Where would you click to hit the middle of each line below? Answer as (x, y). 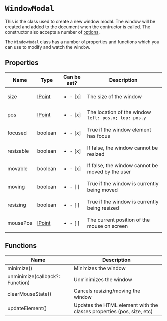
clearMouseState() (30, 294)
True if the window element (119, 130)
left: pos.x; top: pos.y (117, 118)
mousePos (20, 223)
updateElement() (27, 308)
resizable (18, 151)
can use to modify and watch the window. (48, 47)
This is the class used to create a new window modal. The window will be (80, 21)
